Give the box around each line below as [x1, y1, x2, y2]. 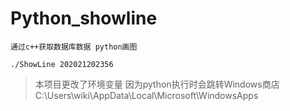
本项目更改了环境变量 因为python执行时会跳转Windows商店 [34, 78, 280, 90]
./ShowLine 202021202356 [10, 59, 114, 69]
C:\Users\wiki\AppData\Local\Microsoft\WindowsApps [34, 89, 259, 101]
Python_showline [10, 7, 158, 30]
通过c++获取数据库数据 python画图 [10, 42, 138, 52]
